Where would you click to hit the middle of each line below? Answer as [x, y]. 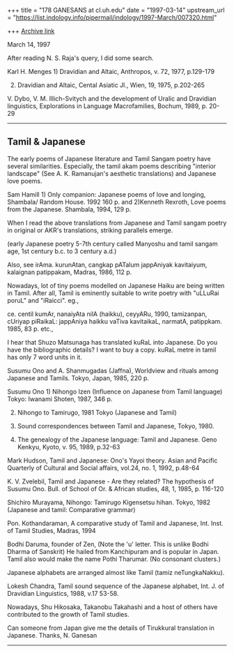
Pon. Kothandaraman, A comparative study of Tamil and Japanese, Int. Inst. [115, 523]
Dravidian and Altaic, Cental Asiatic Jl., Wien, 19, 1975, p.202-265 [111, 85]
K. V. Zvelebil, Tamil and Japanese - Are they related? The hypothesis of [111, 481]
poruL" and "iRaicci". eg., [43, 300]
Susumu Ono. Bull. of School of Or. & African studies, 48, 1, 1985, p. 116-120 [116, 488]
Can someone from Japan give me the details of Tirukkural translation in [111, 628]
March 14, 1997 [29, 44]
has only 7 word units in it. [45, 357]
